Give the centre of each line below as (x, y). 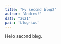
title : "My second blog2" (31, 9)
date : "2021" (18, 18)
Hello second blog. (24, 36)
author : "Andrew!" (23, 14)
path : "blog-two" (22, 23)
